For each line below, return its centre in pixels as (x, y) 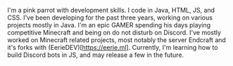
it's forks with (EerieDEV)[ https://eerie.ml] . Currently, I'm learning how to (113, 47)
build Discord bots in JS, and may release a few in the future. (96, 55)
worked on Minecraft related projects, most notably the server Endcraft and (117, 40)
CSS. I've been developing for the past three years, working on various (110, 18)
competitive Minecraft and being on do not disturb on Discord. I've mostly (114, 32)
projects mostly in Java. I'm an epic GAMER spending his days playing (109, 25)
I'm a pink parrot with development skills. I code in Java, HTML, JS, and (111, 10)
